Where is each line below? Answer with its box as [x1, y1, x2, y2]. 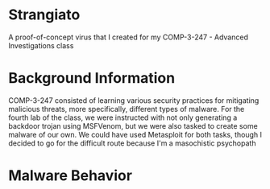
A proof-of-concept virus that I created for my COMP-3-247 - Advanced [8, 32, 248, 42]
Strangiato [8, 6, 81, 24]
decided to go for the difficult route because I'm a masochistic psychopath [8, 138, 256, 148]
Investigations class [8, 40, 74, 50]
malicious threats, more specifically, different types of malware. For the [8, 104, 245, 113]
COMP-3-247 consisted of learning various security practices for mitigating [8, 95, 260, 105]
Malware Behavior [8, 166, 133, 185]
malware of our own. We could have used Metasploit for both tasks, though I [8, 129, 263, 139]
